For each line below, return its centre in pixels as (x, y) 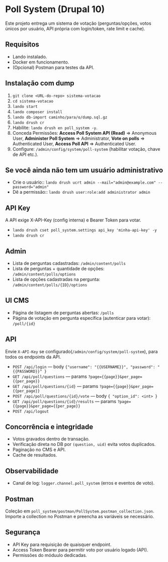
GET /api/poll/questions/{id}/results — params (64, 401)
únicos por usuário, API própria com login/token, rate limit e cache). (75, 28)
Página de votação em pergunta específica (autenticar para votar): (81, 318)
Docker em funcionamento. (41, 62)
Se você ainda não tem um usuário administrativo (84, 170)
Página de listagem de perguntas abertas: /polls (63, 313)
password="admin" (31, 187)
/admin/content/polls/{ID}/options (50, 285)
